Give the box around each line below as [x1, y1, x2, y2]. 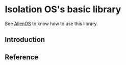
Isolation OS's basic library [5, 4, 121, 15]
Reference [5, 53, 39, 61]
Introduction [5, 35, 45, 44]
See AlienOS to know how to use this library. [5, 20, 98, 27]
